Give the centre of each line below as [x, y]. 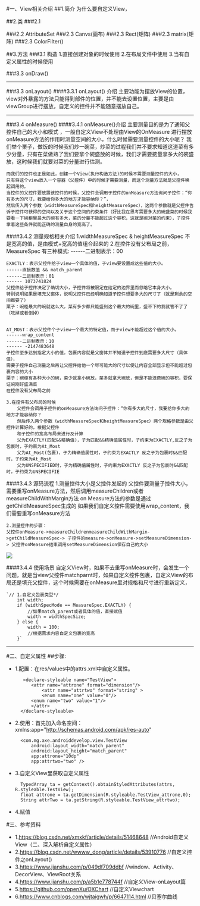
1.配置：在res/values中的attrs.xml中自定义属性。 [74, 669]
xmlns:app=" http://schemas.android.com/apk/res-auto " [83, 730]
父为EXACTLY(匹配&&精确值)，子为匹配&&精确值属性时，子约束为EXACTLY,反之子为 [105, 440]
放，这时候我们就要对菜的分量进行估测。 [56, 162]
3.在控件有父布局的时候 [31, 402]
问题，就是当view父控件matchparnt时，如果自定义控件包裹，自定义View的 [97, 575]
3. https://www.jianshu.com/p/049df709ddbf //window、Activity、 [96, 867]
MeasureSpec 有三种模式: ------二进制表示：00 [65, 251]
